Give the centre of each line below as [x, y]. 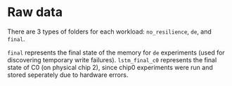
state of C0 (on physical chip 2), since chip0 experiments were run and [110, 67]
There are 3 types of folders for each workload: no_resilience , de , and [110, 31]
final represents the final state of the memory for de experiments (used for [116, 52]
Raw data [35, 12]
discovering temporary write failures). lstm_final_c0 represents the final [112, 59]
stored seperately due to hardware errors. [68, 75]
